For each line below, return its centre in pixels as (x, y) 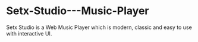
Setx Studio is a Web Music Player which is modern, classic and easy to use (99, 27)
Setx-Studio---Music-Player (78, 11)
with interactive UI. (29, 33)
